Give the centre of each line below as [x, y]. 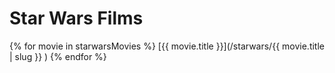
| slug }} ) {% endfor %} [58, 56]
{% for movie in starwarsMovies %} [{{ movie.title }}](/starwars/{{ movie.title [167, 46]
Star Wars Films [76, 18]
